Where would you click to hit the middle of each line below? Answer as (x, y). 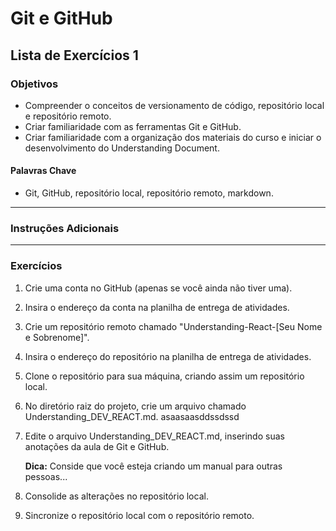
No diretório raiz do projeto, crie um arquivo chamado (135, 406)
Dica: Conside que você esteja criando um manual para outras (153, 466)
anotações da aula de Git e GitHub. (97, 446)
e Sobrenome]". (57, 337)
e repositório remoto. (68, 116)
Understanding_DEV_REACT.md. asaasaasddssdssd (132, 416)
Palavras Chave (43, 171)
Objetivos (34, 84)
